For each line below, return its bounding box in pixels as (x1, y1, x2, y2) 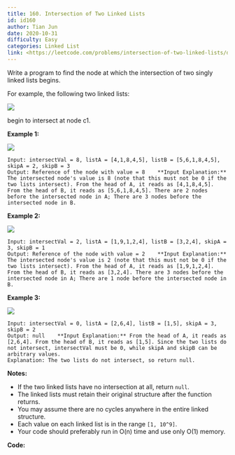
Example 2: (7, 211, 41, 220)
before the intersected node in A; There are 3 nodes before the (7, 193, 201, 200)
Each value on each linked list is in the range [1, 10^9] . (17, 419, 178, 428)
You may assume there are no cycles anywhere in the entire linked (17, 405, 208, 413)
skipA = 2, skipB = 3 (7, 162, 71, 169)
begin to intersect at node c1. (7, 116, 91, 125)
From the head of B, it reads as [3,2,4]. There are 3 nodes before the (7, 269, 224, 276)
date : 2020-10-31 (7, 29, 58, 37)
